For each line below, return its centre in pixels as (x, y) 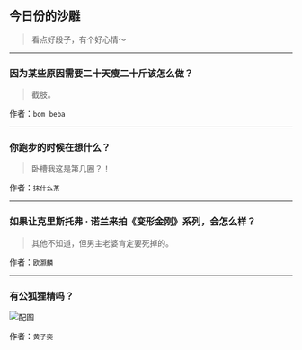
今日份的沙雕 (45, 16)
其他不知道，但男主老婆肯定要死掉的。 (102, 243)
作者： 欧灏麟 (31, 262)
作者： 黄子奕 (31, 336)
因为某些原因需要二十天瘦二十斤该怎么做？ (102, 73)
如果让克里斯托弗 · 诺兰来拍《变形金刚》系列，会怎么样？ (133, 222)
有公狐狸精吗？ (42, 296)
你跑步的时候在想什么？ (60, 148)
